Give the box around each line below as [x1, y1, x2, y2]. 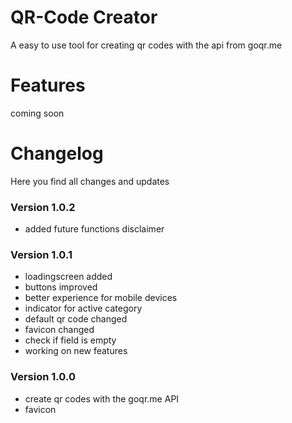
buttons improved [24, 281, 98, 293]
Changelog [10, 142, 104, 165]
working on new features [24, 345, 128, 357]
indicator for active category [24, 302, 143, 315]
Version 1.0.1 [10, 248, 73, 262]
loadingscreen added [24, 271, 113, 283]
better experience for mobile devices [24, 292, 178, 304]
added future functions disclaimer [24, 223, 165, 235]
